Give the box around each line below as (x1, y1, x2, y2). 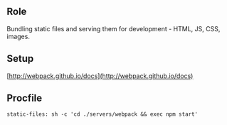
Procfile (6, 92, 43, 104)
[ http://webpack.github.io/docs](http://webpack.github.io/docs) (6, 71, 194, 80)
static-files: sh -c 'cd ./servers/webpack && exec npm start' (6, 111, 199, 118)
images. (6, 32, 30, 40)
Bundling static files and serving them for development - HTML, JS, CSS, (6, 24, 221, 33)
